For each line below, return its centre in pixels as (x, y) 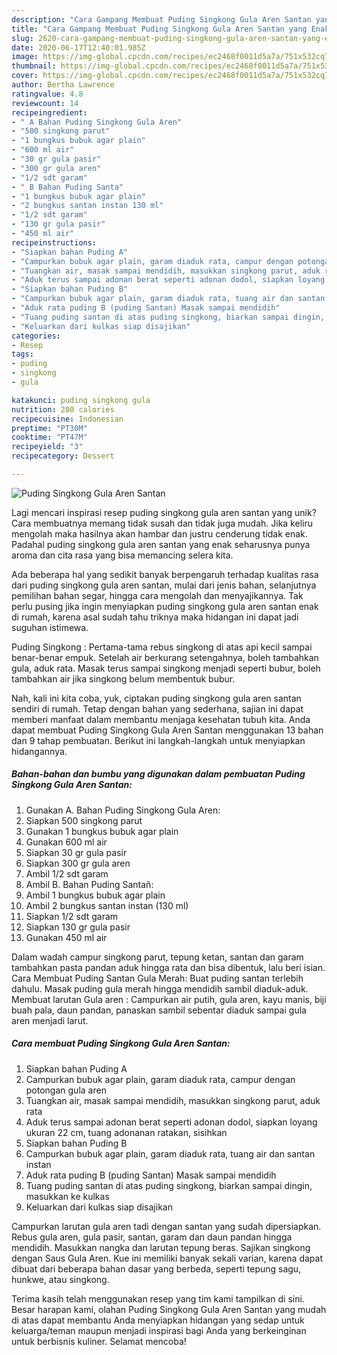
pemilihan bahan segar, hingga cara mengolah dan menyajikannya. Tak (157, 595)
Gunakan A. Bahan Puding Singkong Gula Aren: (123, 810)
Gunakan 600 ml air (66, 842)
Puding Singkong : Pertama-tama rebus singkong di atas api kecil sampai (162, 647)
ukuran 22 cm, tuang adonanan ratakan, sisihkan (126, 1132)
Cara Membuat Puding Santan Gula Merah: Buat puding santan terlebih (157, 978)
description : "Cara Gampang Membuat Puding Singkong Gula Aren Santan (161, 19)
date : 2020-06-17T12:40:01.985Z (78, 47)
